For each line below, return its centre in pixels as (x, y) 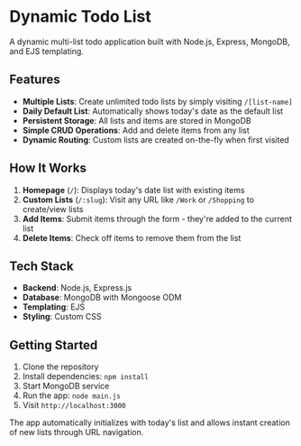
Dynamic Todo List (80, 17)
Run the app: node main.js (72, 395)
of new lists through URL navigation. (77, 432)
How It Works (48, 168)
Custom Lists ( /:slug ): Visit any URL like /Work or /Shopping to (138, 200)
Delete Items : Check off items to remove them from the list (132, 237)
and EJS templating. (46, 51)
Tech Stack (41, 266)
